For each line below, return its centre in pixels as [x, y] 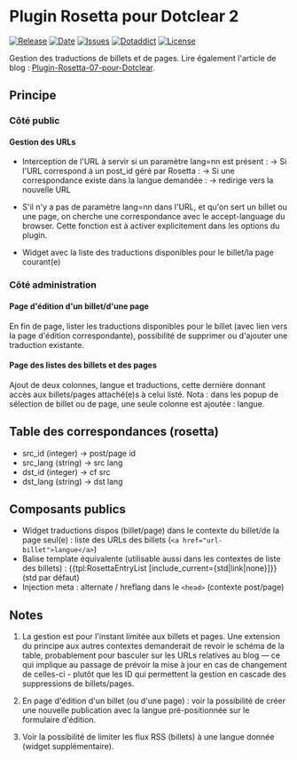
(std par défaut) [51, 578]
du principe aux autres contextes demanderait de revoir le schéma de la [153, 646]
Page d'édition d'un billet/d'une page [79, 306]
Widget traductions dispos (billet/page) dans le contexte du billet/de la [151, 531]
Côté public [35, 121]
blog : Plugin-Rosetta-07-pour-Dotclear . [82, 67]
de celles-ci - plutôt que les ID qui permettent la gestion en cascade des [154, 674]
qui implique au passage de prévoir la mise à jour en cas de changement [154, 665]
